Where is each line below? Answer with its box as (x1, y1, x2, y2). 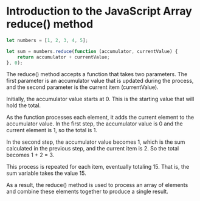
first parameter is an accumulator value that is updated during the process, (6, 77, 194, 85)
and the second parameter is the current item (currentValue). (6, 83, 159, 91)
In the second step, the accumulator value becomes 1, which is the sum (6, 138, 185, 146)
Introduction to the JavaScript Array (6, 4, 193, 18)
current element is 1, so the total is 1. (6, 127, 97, 134)
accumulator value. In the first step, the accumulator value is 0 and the (6, 120, 184, 127)
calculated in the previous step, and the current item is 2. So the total (6, 145, 179, 152)
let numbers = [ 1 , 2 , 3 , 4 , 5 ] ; (6, 37, 88, 43)
